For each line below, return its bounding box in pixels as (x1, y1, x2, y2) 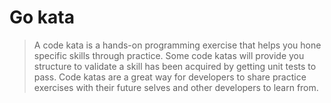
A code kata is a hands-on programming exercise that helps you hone (33, 39, 322, 51)
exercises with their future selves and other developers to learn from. (33, 81, 319, 93)
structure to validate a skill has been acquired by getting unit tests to (33, 60, 317, 72)
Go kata (9, 6, 75, 29)
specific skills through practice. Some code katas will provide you (33, 49, 305, 61)
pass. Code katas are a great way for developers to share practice (33, 71, 307, 83)
